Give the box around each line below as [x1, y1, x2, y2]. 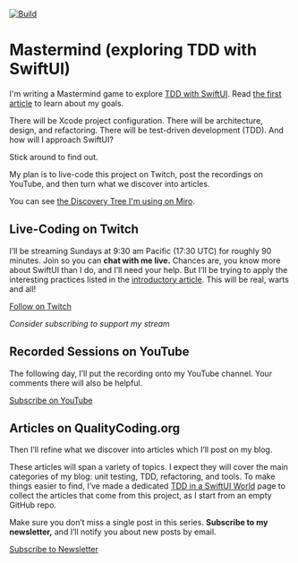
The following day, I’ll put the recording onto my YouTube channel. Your [9, 368, 273, 379]
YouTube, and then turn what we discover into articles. [9, 178, 210, 189]
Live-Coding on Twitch [9, 222, 139, 237]
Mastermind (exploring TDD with [9, 40, 258, 60]
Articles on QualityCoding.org [9, 421, 181, 436]
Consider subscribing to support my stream [9, 318, 170, 328]
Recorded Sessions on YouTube [9, 345, 190, 360]
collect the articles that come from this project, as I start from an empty [9, 490, 272, 501]
